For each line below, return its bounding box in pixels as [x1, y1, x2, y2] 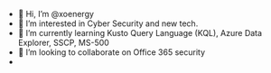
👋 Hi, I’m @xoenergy [17, 9, 95, 19]
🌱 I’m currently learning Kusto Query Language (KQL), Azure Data [17, 28, 263, 38]
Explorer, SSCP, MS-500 [17, 37, 110, 48]
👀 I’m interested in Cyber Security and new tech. [17, 18, 199, 29]
